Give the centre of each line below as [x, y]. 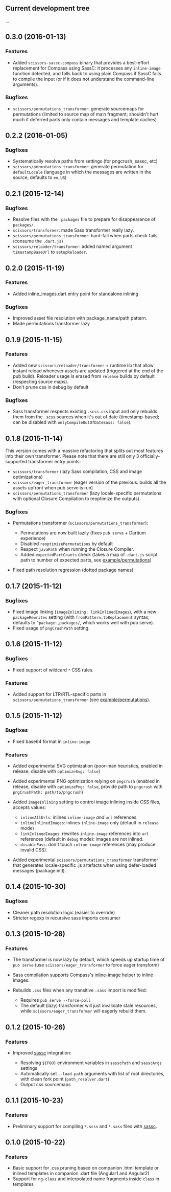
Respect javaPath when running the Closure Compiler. [77, 549]
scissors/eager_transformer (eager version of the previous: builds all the [89, 482]
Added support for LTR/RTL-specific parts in [59, 694]
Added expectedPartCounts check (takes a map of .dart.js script [89, 555]
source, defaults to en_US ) [40, 177]
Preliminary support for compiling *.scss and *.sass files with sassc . [85, 1126]
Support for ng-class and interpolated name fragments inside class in [86, 1179]
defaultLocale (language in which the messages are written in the [82, 172]
